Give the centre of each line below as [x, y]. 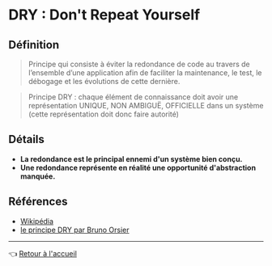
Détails [26, 139]
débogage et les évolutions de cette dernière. [104, 81]
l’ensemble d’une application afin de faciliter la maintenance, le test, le [145, 73]
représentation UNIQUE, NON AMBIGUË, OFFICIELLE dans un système [146, 106]
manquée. [38, 176]
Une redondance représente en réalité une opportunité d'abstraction [138, 167]
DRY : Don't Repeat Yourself [104, 15]
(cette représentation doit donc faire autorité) [104, 114]
